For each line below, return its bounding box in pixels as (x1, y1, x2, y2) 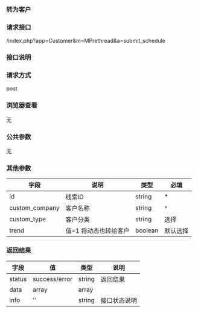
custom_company (9, 204, 60, 212)
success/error (32, 274, 73, 283)
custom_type (9, 215, 46, 224)
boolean (135, 226, 159, 235)
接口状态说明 (100, 296, 138, 305)
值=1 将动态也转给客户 (65, 227, 130, 235)
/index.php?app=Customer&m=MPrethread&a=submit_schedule (6, 37, 166, 45)
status (9, 274, 27, 283)
